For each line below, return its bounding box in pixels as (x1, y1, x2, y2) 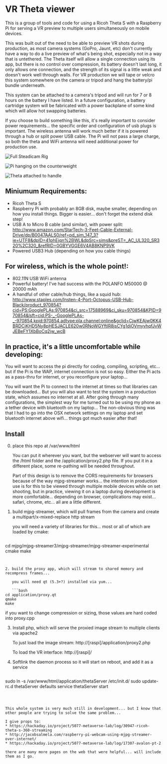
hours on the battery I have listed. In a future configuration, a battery (5, 97, 146, 103)
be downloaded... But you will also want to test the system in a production (5, 389, 157, 395)
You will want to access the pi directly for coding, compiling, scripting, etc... (5, 364, 161, 370)
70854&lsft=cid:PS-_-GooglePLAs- (12, 312, 84, 318)
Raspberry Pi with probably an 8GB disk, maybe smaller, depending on (12, 205, 158, 212)
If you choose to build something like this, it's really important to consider (5, 117, 156, 123)
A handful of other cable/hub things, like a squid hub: (12, 291, 122, 297)
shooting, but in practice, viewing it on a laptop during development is (12, 488, 156, 495)
